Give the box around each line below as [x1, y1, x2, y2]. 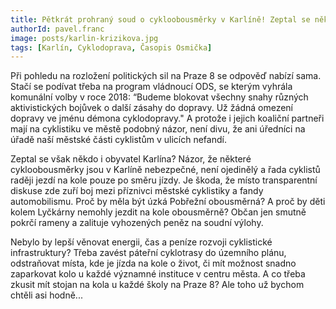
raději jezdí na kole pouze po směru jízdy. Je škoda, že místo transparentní [10, 174, 318, 186]
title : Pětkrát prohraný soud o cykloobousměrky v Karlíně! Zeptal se [10, 14, 311, 25]
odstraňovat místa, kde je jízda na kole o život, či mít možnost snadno [10, 257, 297, 270]
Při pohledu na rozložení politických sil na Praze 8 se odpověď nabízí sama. [10, 70, 322, 82]
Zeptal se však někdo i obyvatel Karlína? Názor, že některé [10, 153, 252, 165]
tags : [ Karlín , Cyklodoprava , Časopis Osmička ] [10, 42, 213, 53]
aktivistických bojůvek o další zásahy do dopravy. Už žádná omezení [10, 102, 293, 114]
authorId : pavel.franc [10, 24, 105, 34]
